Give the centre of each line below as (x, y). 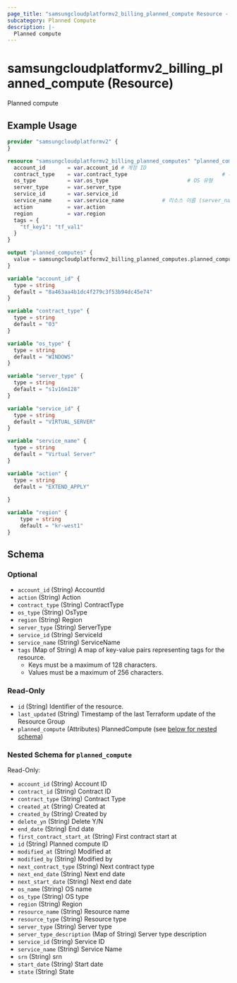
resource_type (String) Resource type (72, 919)
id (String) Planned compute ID (63, 844)
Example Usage (42, 126)
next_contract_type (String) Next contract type (86, 866)
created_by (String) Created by (62, 813)
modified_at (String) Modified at (64, 851)
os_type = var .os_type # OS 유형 (113, 181)
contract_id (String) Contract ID (64, 791)
